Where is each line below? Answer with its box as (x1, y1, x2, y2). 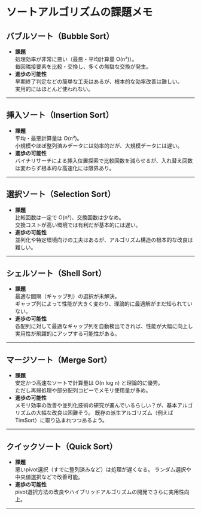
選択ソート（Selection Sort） (6, 189, 115, 200)
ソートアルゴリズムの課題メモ (6, 5, 153, 19)
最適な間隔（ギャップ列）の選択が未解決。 (14, 293, 120, 300)
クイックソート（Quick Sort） (6, 442, 118, 452)
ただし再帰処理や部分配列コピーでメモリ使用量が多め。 (14, 387, 151, 394)
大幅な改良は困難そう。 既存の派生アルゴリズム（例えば (35, 409, 173, 416)
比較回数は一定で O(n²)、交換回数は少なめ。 (14, 213, 124, 221)
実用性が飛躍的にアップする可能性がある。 (14, 330, 120, 338)
